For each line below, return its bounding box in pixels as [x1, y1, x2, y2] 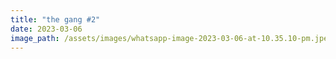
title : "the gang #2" [10, 14, 101, 25]
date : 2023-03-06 [10, 24, 83, 34]
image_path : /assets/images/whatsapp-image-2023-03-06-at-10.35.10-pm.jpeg [10, 33, 333, 43]
